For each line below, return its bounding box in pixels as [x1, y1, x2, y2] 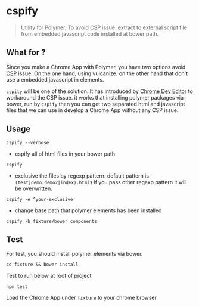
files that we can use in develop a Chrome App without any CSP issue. [6, 106, 179, 114]
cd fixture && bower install [6, 262, 79, 268]
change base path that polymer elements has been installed [14, 207, 162, 214]
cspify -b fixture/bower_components [6, 218, 97, 224]
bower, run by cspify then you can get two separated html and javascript [6, 100, 185, 107]
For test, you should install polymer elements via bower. [6, 250, 143, 258]
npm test [6, 284, 28, 290]
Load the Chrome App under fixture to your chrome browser [6, 294, 157, 302]
